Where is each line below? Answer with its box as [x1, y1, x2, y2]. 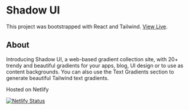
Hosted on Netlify [6, 86, 49, 93]
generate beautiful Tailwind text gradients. [6, 74, 109, 81]
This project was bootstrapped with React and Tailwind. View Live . [6, 23, 168, 30]
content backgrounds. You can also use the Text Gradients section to [6, 68, 174, 75]
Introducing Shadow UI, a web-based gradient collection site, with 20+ [6, 55, 178, 62]
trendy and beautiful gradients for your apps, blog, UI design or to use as [6, 62, 184, 69]
